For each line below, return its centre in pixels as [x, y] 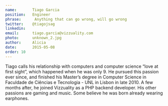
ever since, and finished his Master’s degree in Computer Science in [76, 77]
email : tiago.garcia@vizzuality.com [49, 33]
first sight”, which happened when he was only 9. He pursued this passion [82, 71]
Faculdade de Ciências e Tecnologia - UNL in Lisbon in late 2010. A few [79, 82]
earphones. [17, 98]
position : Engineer [28, 15]
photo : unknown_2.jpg [33, 38]
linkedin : [16, 29]
